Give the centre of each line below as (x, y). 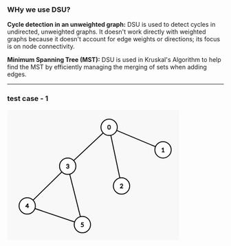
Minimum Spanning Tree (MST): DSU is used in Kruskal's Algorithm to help (114, 60)
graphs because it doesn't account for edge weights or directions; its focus (114, 39)
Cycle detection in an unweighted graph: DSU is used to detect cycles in (111, 25)
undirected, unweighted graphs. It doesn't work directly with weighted (107, 32)
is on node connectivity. (41, 47)
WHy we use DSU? (39, 10)
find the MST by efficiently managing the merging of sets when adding (107, 67)
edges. (17, 74)
